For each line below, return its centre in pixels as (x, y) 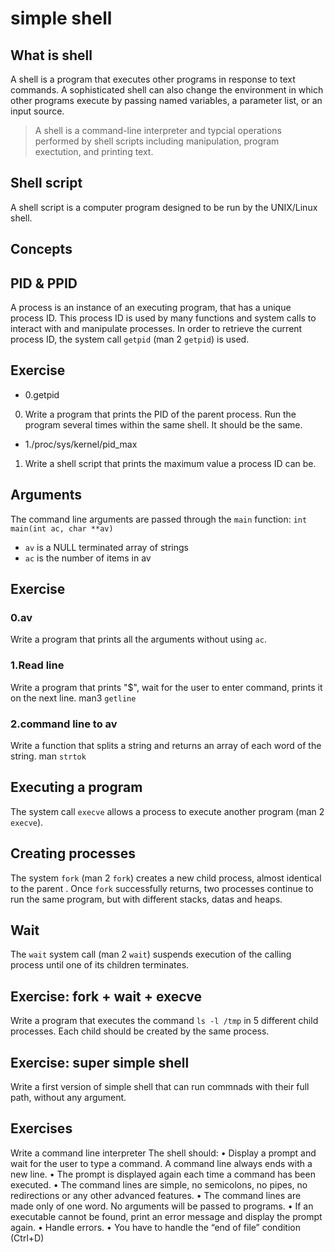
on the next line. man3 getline (73, 698)
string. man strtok (48, 756)
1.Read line (37, 665)
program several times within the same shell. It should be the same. (163, 424)
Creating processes (73, 853)
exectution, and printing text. (94, 151)
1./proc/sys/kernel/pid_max (81, 444)
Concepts (41, 249)
